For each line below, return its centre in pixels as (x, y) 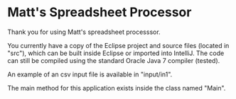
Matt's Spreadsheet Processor (100, 12)
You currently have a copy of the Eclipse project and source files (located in (118, 45)
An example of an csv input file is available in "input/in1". (90, 74)
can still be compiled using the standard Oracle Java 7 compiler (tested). (114, 60)
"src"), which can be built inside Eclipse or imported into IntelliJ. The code (116, 53)
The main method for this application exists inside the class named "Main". (117, 88)
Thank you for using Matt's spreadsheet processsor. (84, 32)
